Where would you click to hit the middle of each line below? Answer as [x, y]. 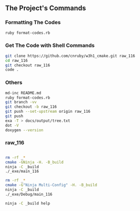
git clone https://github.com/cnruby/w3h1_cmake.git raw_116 [70, 56]
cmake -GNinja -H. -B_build [34, 162]
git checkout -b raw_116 [31, 107]
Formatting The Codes [33, 22]
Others [14, 83]
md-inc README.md [23, 93]
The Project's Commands [46, 8]
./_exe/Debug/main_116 [29, 194]
